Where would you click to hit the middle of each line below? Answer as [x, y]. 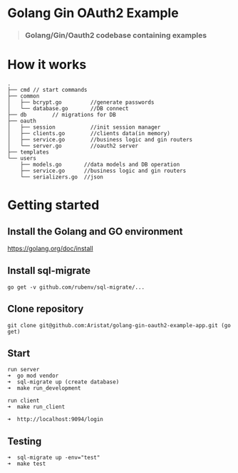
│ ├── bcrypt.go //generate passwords [81, 102]
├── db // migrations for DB [62, 115]
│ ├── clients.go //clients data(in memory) [89, 134]
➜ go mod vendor [33, 376]
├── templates [29, 152]
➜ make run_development [44, 388]
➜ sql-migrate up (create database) [63, 382]
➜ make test [27, 464]
